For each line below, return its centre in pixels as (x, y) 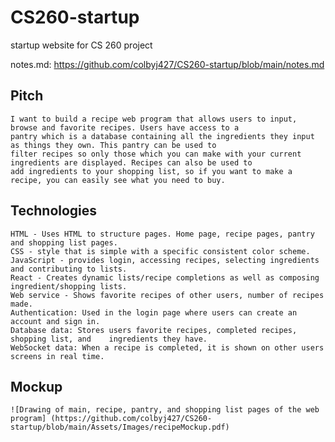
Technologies (54, 211)
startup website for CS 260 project (81, 45)
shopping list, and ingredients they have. (109, 339)
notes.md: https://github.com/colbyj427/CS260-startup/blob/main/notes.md (167, 64)
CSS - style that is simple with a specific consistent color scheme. (160, 251)
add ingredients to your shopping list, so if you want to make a (151, 171)
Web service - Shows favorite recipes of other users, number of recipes (167, 295)
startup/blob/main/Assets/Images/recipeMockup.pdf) (120, 427)
